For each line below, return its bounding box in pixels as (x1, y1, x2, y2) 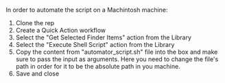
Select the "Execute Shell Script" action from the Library (15, 41, 175, 48)
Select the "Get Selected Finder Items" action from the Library (15, 33, 192, 41)
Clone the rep (15, 19, 55, 27)
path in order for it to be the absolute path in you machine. (15, 63, 180, 70)
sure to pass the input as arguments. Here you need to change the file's (15, 55, 219, 63)
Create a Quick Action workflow (15, 27, 106, 34)
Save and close (15, 69, 60, 78)
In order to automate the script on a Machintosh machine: (5, 6, 168, 14)
